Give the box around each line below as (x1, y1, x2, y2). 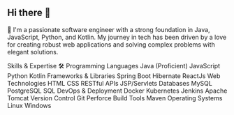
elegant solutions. (7, 47, 59, 56)
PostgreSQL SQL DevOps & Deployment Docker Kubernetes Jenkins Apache (7, 86, 228, 95)
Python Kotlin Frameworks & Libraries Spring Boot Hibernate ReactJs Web (7, 71, 221, 80)
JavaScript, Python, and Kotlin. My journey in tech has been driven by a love (7, 33, 227, 41)
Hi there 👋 (7, 7, 51, 19)
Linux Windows (7, 101, 52, 109)
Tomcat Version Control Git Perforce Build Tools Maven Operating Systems (7, 93, 223, 102)
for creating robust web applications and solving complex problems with (7, 40, 215, 49)
